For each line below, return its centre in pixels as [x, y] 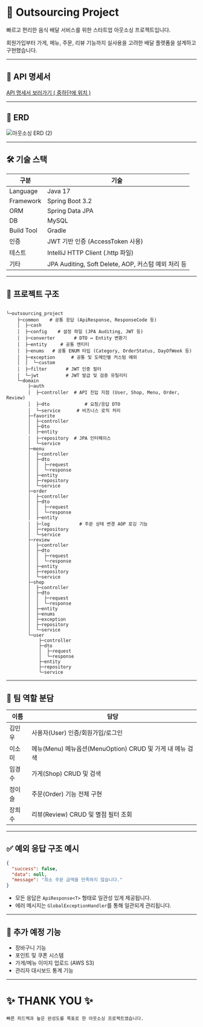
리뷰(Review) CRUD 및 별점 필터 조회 [82, 814]
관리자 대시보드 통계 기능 [44, 970]
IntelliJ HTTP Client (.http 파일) [91, 253]
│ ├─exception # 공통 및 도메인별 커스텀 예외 [77, 357]
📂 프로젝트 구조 [33, 294]
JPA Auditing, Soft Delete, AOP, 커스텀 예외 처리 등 [117, 264]
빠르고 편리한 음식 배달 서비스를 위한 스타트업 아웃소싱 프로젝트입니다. [89, 30]
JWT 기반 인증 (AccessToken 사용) [95, 241]
